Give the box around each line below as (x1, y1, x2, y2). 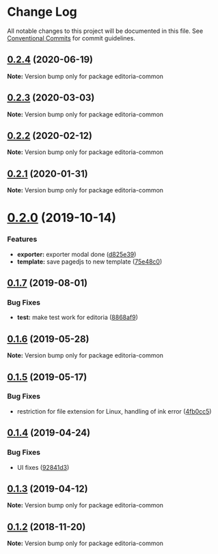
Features (7, 234, 38, 244)
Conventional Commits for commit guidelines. (7, 34, 135, 42)
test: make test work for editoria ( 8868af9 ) (16, 313, 139, 322)
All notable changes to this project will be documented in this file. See (7, 27, 204, 35)
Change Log (7, 4, 77, 20)
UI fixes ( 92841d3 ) (16, 463, 70, 471)
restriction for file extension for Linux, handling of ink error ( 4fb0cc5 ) (16, 407, 212, 415)
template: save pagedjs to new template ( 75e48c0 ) (16, 257, 163, 266)
